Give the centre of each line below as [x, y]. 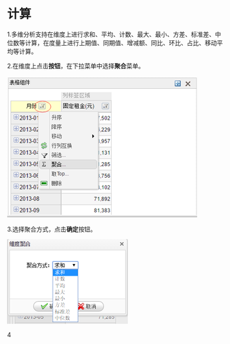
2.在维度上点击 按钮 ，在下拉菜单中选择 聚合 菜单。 [76, 66]
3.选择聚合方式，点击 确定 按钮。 [52, 229]
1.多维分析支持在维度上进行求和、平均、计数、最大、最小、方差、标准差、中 [114, 34]
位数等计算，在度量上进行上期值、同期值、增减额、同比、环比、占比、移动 [112, 42]
